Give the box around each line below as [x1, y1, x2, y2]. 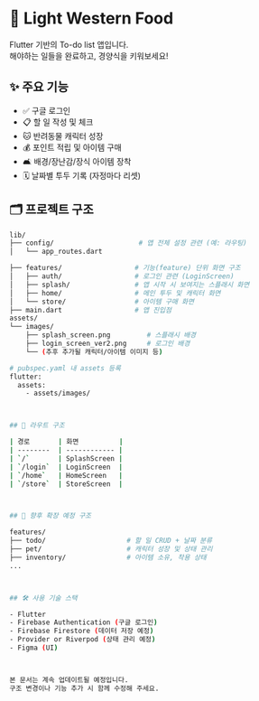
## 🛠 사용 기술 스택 [9, 594, 79, 603]
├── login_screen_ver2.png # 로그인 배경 [25, 339, 190, 349]
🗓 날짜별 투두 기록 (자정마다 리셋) [22, 170, 142, 181]
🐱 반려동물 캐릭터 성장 [22, 130, 104, 141]
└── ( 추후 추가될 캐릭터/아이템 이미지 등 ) [25, 347, 163, 356]
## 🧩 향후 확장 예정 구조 [9, 511, 92, 520]
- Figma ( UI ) [9, 643, 59, 653]
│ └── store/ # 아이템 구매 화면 [9, 297, 195, 306]
